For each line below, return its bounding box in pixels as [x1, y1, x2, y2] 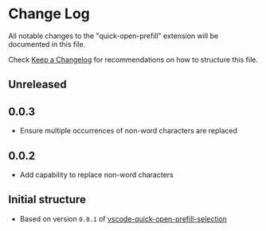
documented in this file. [8, 39, 86, 48]
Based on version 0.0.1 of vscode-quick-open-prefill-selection [19, 214, 227, 223]
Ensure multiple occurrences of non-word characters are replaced [19, 126, 237, 136]
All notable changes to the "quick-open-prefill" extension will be [8, 31, 219, 40]
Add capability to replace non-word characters [19, 170, 174, 179]
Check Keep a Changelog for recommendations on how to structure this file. [8, 55, 259, 64]
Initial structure [8, 193, 86, 206]
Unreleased [8, 78, 68, 91]
